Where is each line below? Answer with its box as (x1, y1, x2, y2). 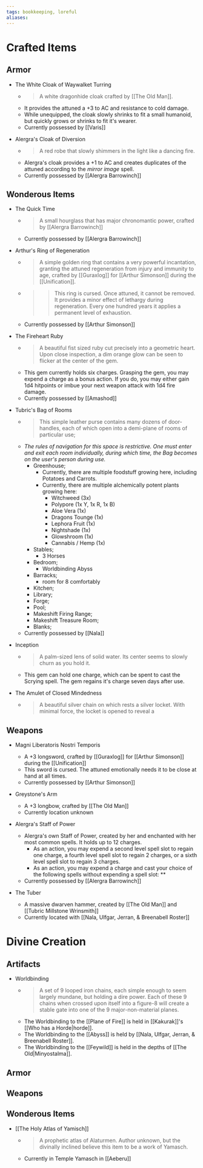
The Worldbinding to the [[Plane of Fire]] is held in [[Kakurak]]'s (24, 1018, 184, 1025)
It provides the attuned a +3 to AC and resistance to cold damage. (24, 104, 189, 112)
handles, (39, 425, 61, 432)
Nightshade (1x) (51, 527, 91, 534)
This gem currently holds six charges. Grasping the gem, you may (24, 369, 189, 376)
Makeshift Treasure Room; (33, 616, 99, 624)
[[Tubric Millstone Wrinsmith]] (24, 907, 99, 915)
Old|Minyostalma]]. (24, 1050, 72, 1058)
